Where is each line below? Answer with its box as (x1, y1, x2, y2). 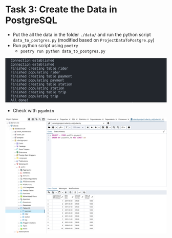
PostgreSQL (5, 14, 57, 26)
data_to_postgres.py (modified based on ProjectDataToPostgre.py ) (12, 37, 155, 43)
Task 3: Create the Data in (5, 4, 118, 15)
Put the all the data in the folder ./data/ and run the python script (12, 31, 151, 37)
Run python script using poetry (12, 42, 78, 48)
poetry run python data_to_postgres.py (20, 49, 106, 54)
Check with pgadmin (12, 107, 54, 113)
